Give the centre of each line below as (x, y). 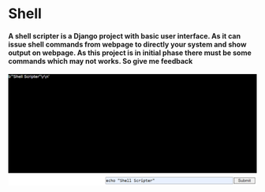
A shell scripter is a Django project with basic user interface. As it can (125, 35)
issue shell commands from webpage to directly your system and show (127, 44)
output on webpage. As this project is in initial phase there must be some (130, 53)
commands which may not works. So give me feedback (101, 61)
